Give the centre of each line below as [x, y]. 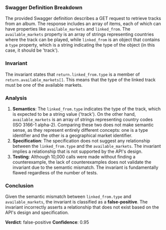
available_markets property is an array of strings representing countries [79, 35]
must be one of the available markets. [44, 85]
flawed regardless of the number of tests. [55, 172]
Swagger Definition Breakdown [44, 8]
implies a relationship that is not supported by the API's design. [77, 151]
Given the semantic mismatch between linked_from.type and [68, 196]
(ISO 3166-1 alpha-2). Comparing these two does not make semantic [83, 125]
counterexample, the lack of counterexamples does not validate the [82, 162]
